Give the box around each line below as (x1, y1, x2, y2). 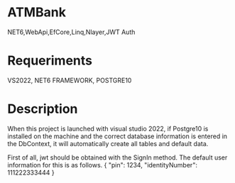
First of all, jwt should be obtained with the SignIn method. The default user (7, 153, 228, 162)
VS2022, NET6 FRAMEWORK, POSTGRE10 (7, 76, 132, 84)
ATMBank (7, 4, 66, 21)
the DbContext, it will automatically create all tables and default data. (7, 139, 209, 148)
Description (7, 101, 78, 117)
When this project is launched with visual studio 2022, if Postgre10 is (7, 124, 209, 133)
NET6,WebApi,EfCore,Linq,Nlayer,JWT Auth (7, 28, 136, 36)
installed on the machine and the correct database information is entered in (7, 132, 228, 140)
